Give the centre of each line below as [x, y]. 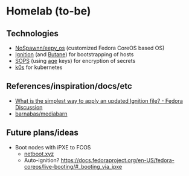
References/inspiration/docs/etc [69, 86]
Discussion [29, 107]
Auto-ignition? [42, 160]
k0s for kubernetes [39, 67]
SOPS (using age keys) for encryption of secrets [75, 61]
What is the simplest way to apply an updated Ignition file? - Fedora [99, 100]
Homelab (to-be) [49, 11]
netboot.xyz [39, 154]
